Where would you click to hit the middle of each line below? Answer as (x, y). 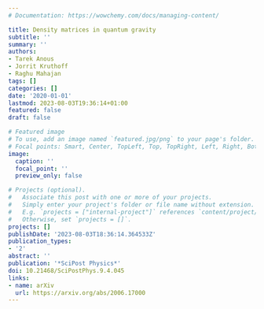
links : (19, 278)
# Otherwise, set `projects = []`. (70, 219)
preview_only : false (49, 176)
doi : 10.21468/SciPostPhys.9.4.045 (66, 270)
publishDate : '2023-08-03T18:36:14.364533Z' (82, 234)
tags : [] (22, 81)
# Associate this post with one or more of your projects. (110, 198)
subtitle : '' (29, 37)
